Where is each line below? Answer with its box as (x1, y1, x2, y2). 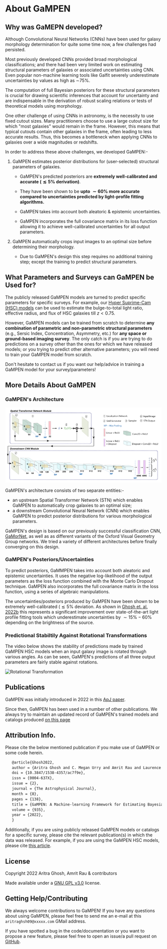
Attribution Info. (5, 731, 56, 740)
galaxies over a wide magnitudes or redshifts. (5, 139, 98, 145)
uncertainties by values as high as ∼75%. (5, 78, 90, 83)
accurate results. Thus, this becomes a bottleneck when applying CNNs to (5, 134, 158, 140)
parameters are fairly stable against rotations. (5, 659, 98, 665)
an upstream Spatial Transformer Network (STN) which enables (12, 497, 143, 503)
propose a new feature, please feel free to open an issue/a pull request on (5, 933, 157, 939)
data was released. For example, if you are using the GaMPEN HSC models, (5, 837, 160, 843)
